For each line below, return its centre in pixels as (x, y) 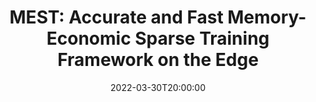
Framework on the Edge (158, 60)
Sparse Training (202, 38)
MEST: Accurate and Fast (116, 17)
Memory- (267, 17)
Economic (89, 38)
